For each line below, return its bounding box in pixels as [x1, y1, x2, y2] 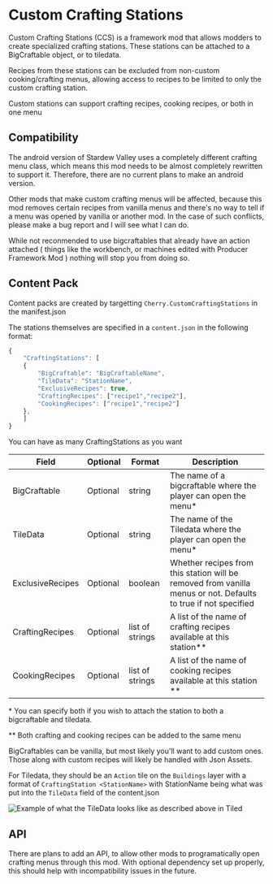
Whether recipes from [169, 557, 254, 569]
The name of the [169, 513, 233, 525]
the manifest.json [8, 306, 67, 316]
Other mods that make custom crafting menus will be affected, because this [8, 193, 262, 204]
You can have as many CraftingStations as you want [8, 437, 183, 447]
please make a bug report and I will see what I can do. [8, 219, 189, 229]
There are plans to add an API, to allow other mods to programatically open [8, 849, 260, 858]
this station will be [169, 567, 239, 578]
